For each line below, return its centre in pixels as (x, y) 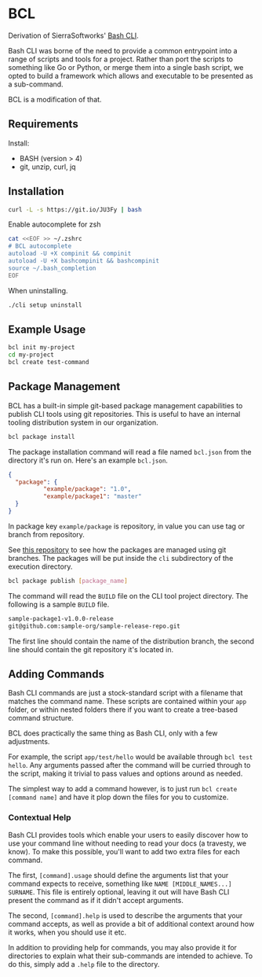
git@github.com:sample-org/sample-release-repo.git (94, 626)
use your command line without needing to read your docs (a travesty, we (127, 843)
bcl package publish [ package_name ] (68, 581)
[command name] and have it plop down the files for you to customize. (118, 797)
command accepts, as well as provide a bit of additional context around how (131, 924)
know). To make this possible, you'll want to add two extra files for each (124, 851)
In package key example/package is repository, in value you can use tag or (127, 526)
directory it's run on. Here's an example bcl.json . (88, 460)
